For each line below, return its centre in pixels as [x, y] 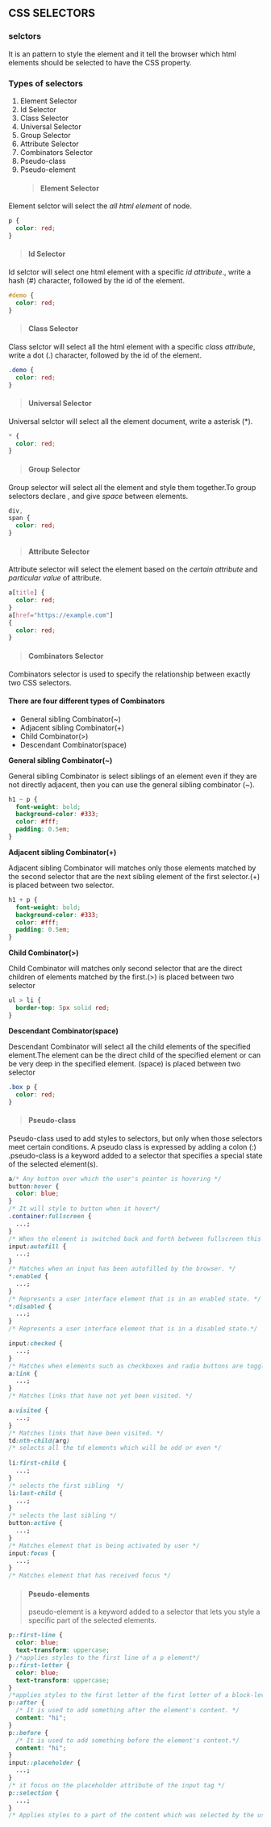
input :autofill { [38, 1247]
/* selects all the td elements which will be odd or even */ [115, 1448]
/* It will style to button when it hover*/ [84, 1209]
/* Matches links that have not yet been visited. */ [101, 1396]
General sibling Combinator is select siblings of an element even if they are [133, 776]
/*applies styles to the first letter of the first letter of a [119, 1695]
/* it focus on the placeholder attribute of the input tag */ [117, 1785]
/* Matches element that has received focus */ [90, 1576]
